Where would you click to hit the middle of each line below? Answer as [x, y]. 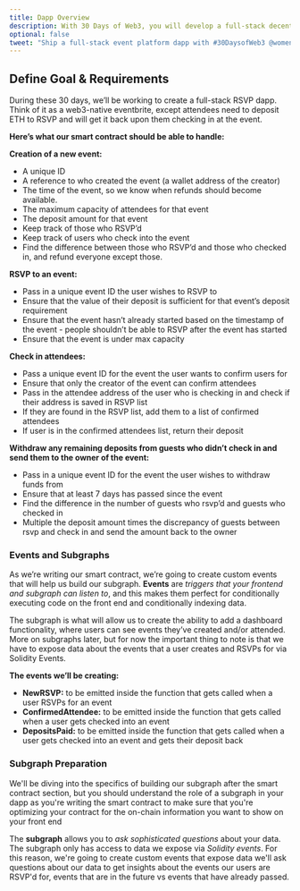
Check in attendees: [48, 356]
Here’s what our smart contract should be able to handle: [117, 137]
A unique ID [44, 172]
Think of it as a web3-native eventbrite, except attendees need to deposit [144, 110]
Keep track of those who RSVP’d [82, 228]
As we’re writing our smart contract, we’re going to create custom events [143, 574]
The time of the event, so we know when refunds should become [142, 191]
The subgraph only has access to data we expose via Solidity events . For [143, 848]
